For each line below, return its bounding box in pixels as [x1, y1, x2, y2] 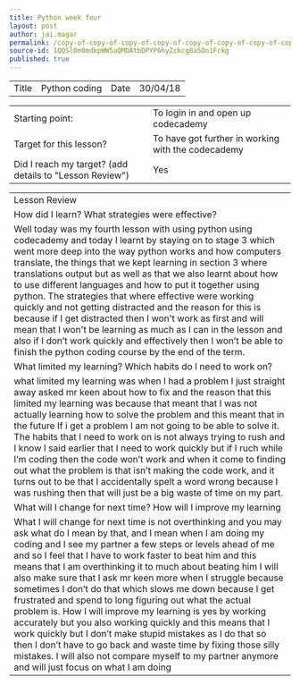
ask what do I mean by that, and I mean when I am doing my [13, 527, 265, 539]
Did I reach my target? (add [13, 158, 129, 170]
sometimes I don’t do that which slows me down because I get [13, 583, 275, 595]
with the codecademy [153, 144, 244, 156]
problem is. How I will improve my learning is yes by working [13, 605, 266, 617]
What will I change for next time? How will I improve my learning [13, 502, 281, 513]
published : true [9, 55, 70, 63]
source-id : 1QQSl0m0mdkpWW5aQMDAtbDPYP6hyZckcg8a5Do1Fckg [9, 47, 229, 55]
